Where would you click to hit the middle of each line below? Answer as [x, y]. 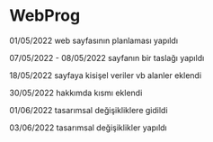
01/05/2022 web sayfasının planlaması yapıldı [93, 40]
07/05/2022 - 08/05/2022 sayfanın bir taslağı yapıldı [107, 58]
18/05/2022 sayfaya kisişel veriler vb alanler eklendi [106, 75]
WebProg [45, 16]
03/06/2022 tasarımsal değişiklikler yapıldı [89, 128]
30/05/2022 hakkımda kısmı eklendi [76, 93]
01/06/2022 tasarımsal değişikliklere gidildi [89, 110]
